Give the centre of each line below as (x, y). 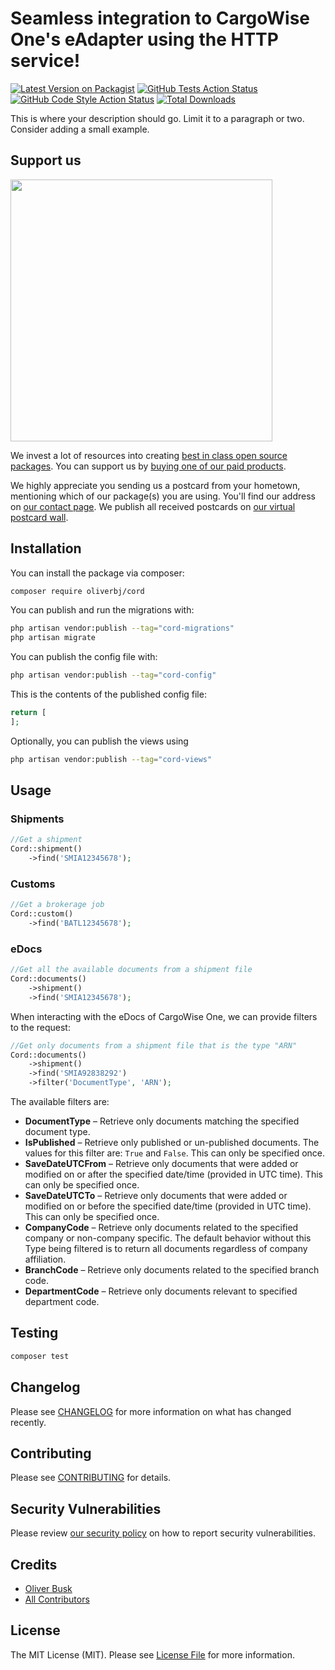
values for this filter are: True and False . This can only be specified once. (175, 1153)
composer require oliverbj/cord (77, 591)
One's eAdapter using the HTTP (144, 39)
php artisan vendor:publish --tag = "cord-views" (111, 759)
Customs (33, 884)
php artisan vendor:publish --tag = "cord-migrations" (122, 628)
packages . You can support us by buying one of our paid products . (148, 466)
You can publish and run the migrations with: (102, 610)
